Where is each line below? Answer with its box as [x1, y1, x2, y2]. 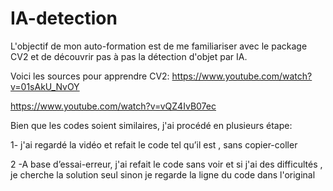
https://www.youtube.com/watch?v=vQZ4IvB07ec [10, 100, 217, 112]
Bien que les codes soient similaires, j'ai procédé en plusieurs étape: [10, 119, 293, 131]
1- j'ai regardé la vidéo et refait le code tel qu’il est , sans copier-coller [10, 138, 298, 151]
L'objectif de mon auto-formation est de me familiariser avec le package [10, 40, 308, 52]
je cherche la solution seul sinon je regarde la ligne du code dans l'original [10, 168, 316, 181]
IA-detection [10, 7, 118, 30]
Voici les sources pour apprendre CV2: [10, 70, 170, 82]
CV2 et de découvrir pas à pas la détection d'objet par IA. [10, 50, 248, 62]
